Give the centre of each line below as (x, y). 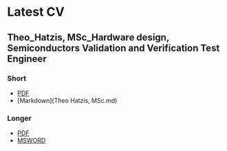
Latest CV (36, 12)
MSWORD (31, 141)
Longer (20, 118)
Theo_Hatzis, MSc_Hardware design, (88, 37)
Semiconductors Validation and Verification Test (113, 48)
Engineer (27, 59)
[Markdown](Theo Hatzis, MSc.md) (67, 100)
